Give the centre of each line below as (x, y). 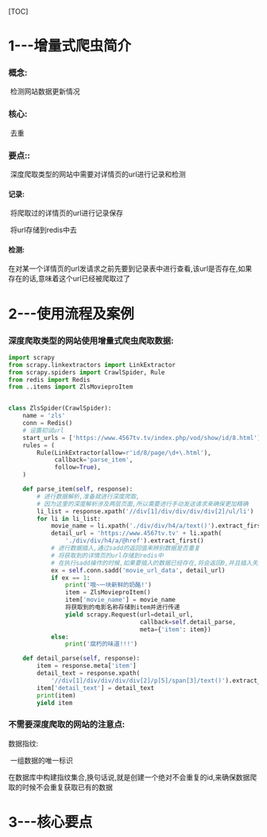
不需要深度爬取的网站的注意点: (67, 724)
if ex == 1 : (70, 578)
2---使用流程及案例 (71, 314)
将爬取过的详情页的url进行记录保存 (67, 213)
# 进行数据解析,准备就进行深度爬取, (89, 496)
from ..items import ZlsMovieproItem (71, 387)
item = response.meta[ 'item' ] (87, 666)
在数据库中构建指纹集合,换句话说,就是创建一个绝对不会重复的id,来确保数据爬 (133, 777)
